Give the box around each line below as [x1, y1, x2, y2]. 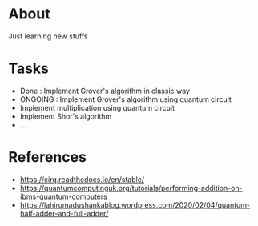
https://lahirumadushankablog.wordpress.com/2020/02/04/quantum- [19, 200, 251, 209]
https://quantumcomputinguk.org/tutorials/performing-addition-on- [19, 183, 243, 192]
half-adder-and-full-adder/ [19, 208, 109, 218]
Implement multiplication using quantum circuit [19, 103, 175, 112]
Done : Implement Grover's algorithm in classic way [19, 86, 191, 95]
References [8, 148, 87, 167]
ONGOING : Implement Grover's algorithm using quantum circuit [19, 94, 232, 104]
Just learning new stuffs [8, 31, 88, 41]
